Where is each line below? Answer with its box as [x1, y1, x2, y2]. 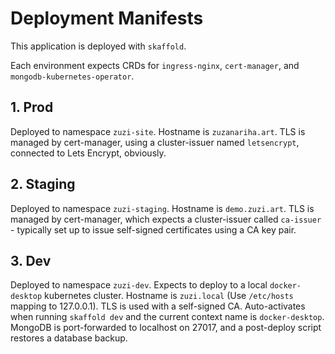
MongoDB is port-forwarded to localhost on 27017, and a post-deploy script [10, 322, 322, 334]
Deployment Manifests [10, 7, 204, 30]
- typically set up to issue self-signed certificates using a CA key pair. [10, 223, 297, 236]
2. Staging [10, 176, 76, 193]
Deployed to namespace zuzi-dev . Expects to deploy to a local [10, 279, 268, 291]
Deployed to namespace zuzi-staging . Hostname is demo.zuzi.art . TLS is [10, 202, 315, 214]
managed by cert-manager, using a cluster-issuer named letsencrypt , [10, 136, 300, 148]
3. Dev [10, 252, 52, 269]
